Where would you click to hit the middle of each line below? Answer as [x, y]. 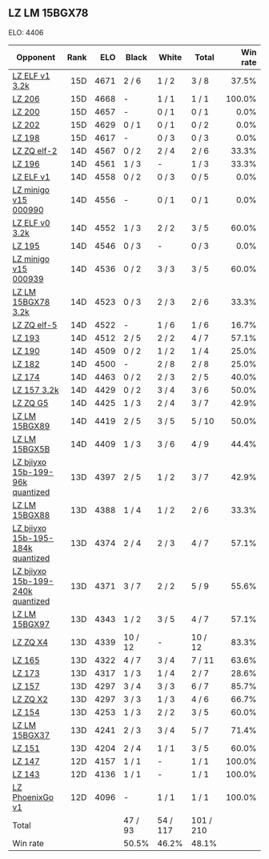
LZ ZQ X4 [30, 642]
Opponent [36, 57]
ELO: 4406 [26, 32]
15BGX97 [31, 624]
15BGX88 [31, 515]
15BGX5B [31, 449]
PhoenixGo [33, 797]
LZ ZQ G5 [30, 403]
